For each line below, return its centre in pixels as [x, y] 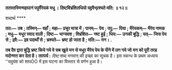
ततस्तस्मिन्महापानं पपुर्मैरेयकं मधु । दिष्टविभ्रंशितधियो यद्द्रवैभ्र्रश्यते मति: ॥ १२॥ [66, 8]
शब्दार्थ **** [16, 18]
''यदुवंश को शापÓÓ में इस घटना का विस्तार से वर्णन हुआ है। [54, 62]
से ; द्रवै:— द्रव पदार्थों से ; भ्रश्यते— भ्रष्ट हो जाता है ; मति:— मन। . [59, 40]
